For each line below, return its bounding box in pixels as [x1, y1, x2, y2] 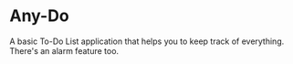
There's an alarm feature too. [9, 45, 120, 56]
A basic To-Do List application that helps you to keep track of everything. [9, 36, 285, 47]
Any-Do [9, 5, 70, 27]
